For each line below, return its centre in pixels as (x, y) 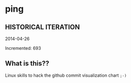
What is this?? (27, 64)
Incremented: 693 (23, 48)
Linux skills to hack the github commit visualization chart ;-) (66, 75)
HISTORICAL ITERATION (43, 27)
